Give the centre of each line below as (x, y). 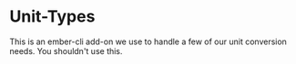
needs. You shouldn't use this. (66, 50)
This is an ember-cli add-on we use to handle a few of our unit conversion (148, 41)
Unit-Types (52, 17)
